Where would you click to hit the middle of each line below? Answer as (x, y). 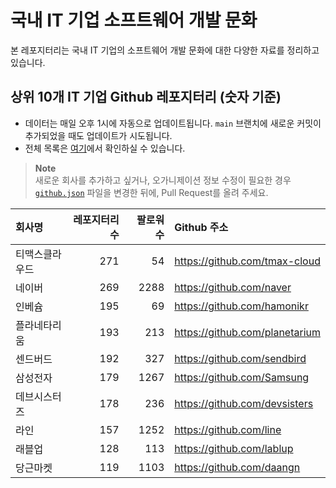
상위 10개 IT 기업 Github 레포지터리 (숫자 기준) (146, 97)
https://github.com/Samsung (242, 377)
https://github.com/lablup (234, 448)
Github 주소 (201, 227)
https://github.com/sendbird (240, 358)
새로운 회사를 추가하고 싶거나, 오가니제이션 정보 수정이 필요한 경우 (163, 180)
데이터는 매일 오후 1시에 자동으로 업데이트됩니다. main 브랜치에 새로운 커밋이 (173, 123)
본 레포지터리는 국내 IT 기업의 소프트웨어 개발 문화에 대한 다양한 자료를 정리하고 (165, 50)
